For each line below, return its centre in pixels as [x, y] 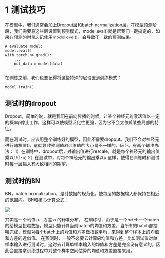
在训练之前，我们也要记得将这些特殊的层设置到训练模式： [63, 77]
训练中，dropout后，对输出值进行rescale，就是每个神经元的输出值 [93, 151]
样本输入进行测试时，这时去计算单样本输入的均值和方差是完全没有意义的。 [81, 244]
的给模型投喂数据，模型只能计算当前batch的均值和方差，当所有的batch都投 [81, 225]
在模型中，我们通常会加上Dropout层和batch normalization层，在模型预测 [79, 25]
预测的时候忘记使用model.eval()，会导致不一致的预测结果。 [74, 37]
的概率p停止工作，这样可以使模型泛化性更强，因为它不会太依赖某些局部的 [80, 122]
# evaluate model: [24, 46]
